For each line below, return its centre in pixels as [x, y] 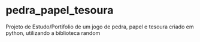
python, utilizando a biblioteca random [53, 33]
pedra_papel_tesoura [60, 10]
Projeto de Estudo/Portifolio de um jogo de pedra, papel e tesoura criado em [100, 27]
